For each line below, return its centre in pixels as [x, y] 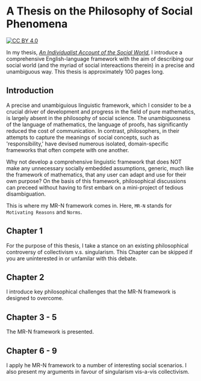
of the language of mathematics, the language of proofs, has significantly [97, 124]
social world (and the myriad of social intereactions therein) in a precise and [100, 65]
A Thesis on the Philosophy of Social [100, 11]
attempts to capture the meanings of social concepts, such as [83, 137]
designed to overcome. [35, 298]
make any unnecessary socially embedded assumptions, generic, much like [100, 168]
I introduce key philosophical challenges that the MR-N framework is [91, 292]
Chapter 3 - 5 [32, 317]
